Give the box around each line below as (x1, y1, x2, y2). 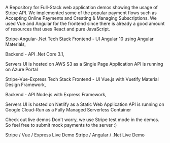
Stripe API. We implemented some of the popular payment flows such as (5, 10, 157, 16)
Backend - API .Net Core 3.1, (5, 51, 64, 57)
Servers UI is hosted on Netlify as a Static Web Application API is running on (5, 101, 164, 107)
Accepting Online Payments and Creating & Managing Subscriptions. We (5, 15, 157, 21)
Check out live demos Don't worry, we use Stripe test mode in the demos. (5, 117, 160, 123)
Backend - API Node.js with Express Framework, (5, 92, 107, 97)
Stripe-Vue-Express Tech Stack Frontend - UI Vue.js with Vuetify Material (5, 76, 159, 82)
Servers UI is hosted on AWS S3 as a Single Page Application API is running (5, 61, 163, 67)
